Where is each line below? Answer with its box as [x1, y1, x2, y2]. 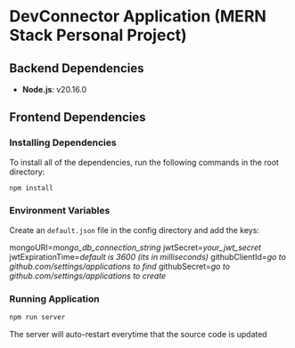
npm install [9, 183, 53, 192]
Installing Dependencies [9, 136, 118, 149]
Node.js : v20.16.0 [21, 85, 87, 94]
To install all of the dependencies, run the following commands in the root [9, 157, 279, 167]
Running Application [9, 292, 100, 304]
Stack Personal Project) [9, 25, 187, 45]
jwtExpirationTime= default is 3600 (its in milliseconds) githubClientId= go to [9, 251, 287, 262]
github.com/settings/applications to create [9, 270, 167, 281]
